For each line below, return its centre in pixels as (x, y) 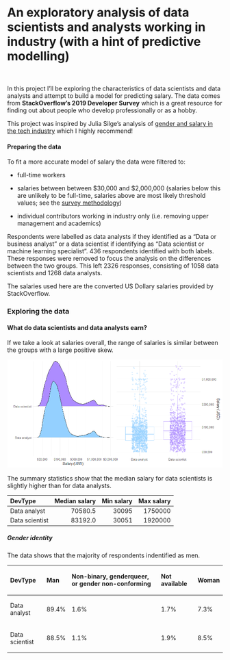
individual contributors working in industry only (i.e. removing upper (113, 216)
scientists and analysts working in (106, 27)
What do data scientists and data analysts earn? (77, 327)
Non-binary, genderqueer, (110, 576)
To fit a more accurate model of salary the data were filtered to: (97, 162)
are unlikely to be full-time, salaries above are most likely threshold (111, 196)
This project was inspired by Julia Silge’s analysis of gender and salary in (110, 123)
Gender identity (30, 538)
